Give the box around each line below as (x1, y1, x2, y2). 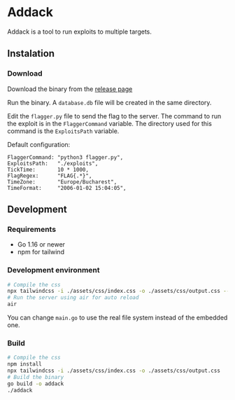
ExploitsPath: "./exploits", (7, 160, 99, 167)
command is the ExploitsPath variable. (7, 127, 120, 135)
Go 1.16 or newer (17, 240, 65, 249)
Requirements (7, 224, 57, 234)
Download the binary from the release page (7, 85, 133, 93)
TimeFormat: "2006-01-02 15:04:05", (7, 184, 127, 191)
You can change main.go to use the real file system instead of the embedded (7, 313, 228, 322)
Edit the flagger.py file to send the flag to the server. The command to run (7, 111, 222, 120)
